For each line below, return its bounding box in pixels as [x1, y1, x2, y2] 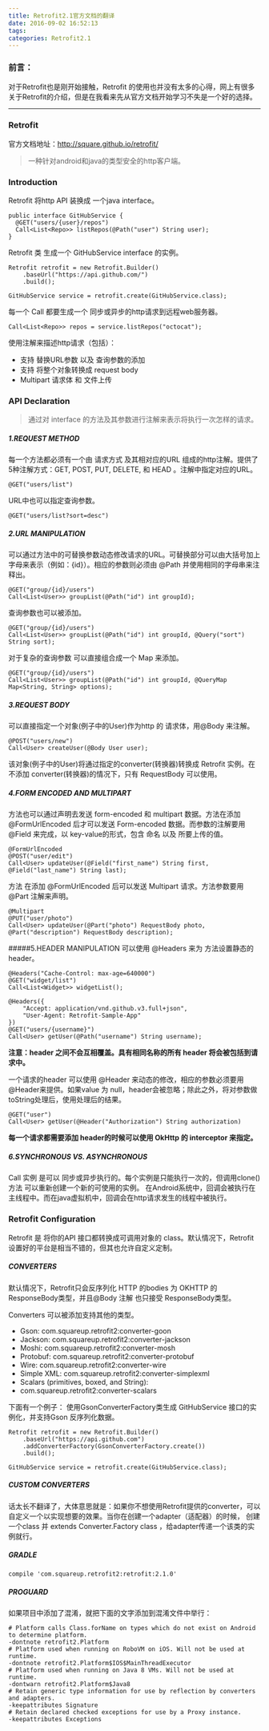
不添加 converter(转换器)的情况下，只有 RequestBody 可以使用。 [8, 769, 222, 779]
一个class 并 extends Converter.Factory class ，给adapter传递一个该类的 [8, 1521, 248, 1531]
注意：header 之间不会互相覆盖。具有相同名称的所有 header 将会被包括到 [8, 1047, 251, 1058]
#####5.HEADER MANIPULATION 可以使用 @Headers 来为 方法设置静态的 [8, 943, 254, 954]
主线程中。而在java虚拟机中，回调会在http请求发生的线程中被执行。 [8, 1193, 231, 1203]
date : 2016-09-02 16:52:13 [8, 19, 98, 27]
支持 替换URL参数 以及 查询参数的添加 [19, 355, 146, 365]
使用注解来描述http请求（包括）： [8, 338, 117, 348]
